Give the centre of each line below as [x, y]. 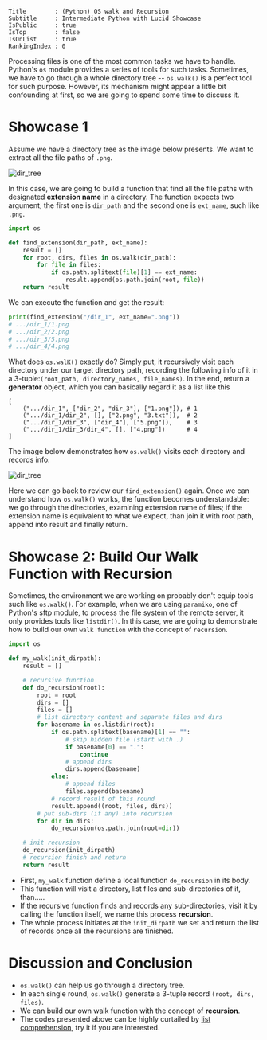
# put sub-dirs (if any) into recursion [105, 813]
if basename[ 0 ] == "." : [105, 747]
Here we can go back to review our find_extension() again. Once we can [129, 491]
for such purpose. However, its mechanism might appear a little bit [118, 86]
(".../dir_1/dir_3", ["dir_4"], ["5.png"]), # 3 [110, 423]
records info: [29, 460]
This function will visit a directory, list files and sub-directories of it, [130, 889]
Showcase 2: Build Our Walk [104, 557]
